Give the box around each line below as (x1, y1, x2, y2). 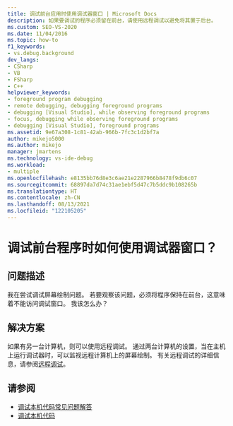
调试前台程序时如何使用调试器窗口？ (7, 240, 218, 256)
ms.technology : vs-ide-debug (7, 155, 93, 162)
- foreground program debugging (7, 96, 102, 103)
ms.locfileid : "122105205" (7, 208, 87, 215)
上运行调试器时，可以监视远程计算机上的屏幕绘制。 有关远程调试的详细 (7, 350, 213, 359)
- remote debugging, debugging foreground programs (7, 102, 162, 110)
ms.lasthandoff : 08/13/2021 (7, 201, 90, 208)
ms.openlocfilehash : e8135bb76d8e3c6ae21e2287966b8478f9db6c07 (7, 174, 198, 182)
